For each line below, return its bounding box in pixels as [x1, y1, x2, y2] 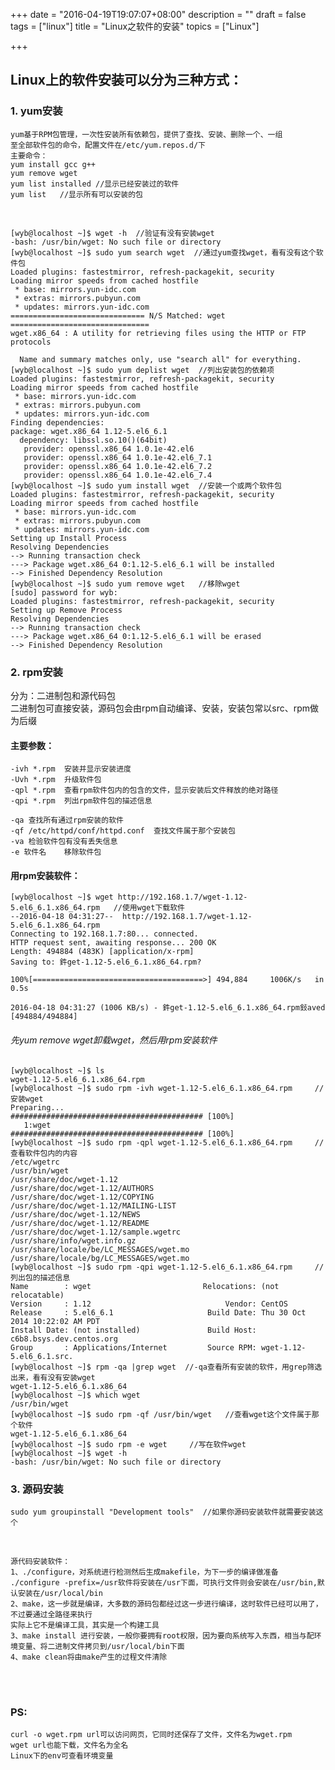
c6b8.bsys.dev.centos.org [10, 1334, 118, 1344]
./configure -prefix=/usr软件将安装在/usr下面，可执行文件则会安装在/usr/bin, [10, 1577, 318, 1588]
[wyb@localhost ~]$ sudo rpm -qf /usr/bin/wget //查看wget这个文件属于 [10, 1409, 312, 1419]
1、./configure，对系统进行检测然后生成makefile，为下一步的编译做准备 [10, 1567, 279, 1577]
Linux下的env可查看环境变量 [10, 1751, 114, 1761]
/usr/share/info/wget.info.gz [10, 1235, 137, 1246]
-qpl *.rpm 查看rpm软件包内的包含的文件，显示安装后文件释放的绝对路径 [10, 785, 279, 796]
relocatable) [10, 1290, 65, 1300]
